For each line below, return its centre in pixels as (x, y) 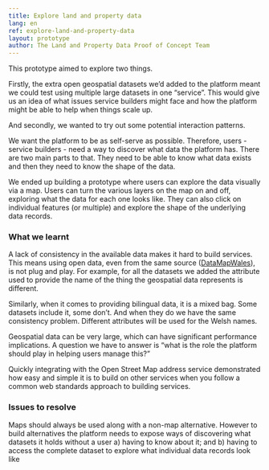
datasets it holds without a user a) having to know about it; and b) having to (133, 442)
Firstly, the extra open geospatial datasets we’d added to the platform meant (134, 84)
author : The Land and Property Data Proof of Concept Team (109, 46)
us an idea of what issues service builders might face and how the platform (133, 101)
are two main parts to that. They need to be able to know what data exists (130, 158)
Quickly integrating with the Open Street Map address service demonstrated (134, 370)
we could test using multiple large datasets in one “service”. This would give (134, 92)
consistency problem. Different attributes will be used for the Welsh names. (133, 321)
